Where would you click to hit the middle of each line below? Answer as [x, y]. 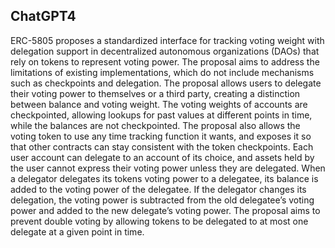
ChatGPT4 [43, 16]
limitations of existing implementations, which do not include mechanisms [162, 72]
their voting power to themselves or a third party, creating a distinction [155, 93]
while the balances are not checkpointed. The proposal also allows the [155, 125]
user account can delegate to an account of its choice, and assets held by [162, 157]
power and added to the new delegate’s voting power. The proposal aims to [165, 210]
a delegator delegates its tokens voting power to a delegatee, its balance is [164, 178]
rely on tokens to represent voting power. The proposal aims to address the [165, 61]
